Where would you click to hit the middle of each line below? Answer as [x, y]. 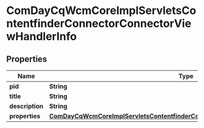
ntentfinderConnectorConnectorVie [99, 23]
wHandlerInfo [42, 37]
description [26, 106]
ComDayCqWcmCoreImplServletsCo [101, 11]
